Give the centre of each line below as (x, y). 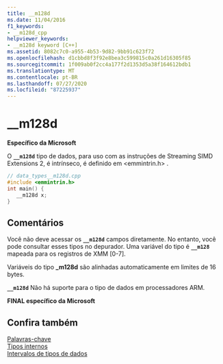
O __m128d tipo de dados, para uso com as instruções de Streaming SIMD (110, 156)
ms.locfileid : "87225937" (44, 90)
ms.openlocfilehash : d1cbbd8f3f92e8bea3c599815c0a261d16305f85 (99, 58)
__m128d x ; (32, 195)
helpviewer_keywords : (38, 39)
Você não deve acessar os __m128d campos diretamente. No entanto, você (112, 239)
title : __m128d (29, 13)
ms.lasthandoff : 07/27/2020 (47, 84)
